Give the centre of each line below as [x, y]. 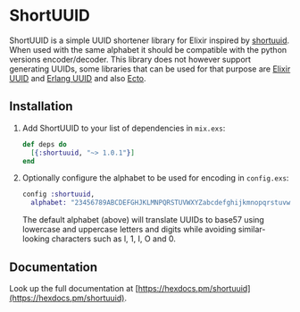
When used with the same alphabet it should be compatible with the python [148, 49]
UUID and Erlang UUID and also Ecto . [78, 78]
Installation [41, 107]
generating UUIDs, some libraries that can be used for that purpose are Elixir [150, 69]
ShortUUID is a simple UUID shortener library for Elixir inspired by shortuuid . [150, 40]
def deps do [44, 144]
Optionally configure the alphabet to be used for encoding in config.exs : [155, 178]
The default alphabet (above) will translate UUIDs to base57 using [143, 220]
